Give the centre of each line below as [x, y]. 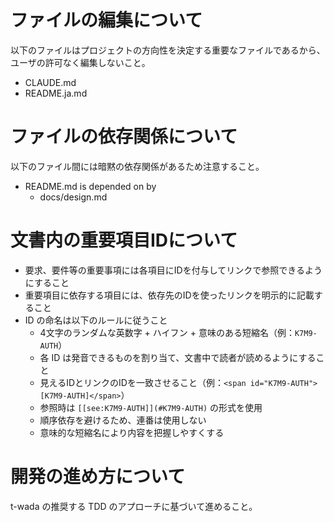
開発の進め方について [98, 477]
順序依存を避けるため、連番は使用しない [123, 420]
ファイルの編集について [106, 20]
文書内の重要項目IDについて [124, 240]
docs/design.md [73, 197]
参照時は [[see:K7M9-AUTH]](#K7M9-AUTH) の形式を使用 [151, 407]
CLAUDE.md [50, 82]
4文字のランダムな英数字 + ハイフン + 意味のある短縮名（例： [167, 332]
